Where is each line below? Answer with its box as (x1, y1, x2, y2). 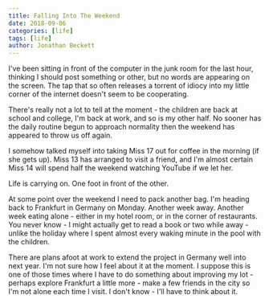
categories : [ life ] (8, 27, 74, 35)
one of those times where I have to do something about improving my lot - (8, 270, 254, 280)
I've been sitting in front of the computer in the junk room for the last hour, (8, 63, 254, 73)
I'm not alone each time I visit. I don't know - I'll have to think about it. (8, 287, 238, 297)
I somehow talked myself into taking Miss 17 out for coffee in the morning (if (8, 146, 259, 156)
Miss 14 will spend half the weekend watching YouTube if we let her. (8, 163, 234, 173)
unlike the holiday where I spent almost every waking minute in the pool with (8, 228, 261, 238)
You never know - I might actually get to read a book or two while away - (8, 220, 249, 230)
